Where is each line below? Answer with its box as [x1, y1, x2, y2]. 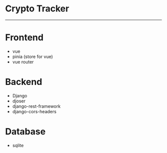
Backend [5, 76, 42, 87]
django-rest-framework [12, 103, 61, 109]
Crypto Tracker [5, 3, 70, 14]
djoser [12, 98, 26, 104]
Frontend [5, 32, 44, 43]
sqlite [12, 142, 24, 148]
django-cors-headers [12, 108, 57, 114]
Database [5, 126, 46, 137]
